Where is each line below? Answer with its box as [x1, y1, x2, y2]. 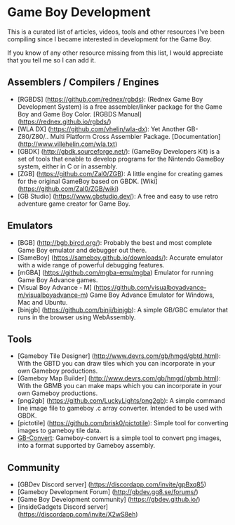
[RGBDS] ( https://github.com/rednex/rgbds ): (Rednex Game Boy [17, 95, 203, 103]
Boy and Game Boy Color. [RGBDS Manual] [17, 109, 142, 118]
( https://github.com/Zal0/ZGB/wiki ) [17, 184, 119, 193]
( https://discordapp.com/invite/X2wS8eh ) [17, 510, 138, 519]
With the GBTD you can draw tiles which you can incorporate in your [17, 359, 216, 368]
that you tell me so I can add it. [7, 55, 96, 64]
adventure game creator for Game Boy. [17, 199, 130, 208]
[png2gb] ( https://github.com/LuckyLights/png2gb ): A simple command [17, 397, 226, 405]
